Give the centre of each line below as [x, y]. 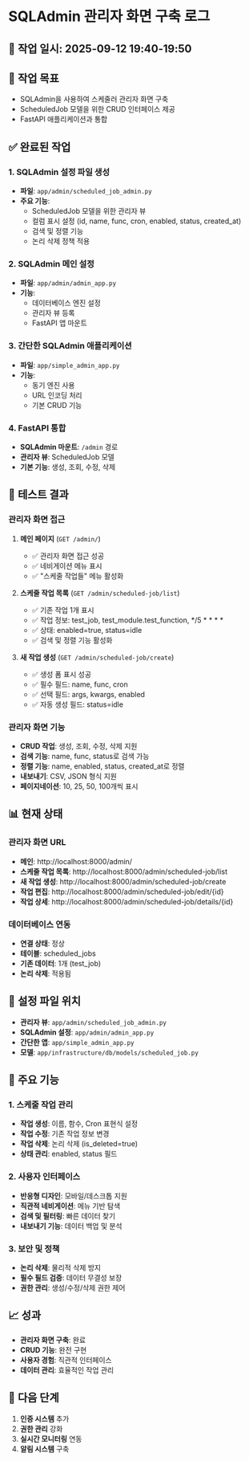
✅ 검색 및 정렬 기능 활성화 [72, 640]
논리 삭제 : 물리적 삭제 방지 [60, 1268]
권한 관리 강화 [41, 1428]
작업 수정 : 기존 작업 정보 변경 [64, 1134]
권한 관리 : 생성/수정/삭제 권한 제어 [72, 1288]
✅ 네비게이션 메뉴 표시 [67, 565]
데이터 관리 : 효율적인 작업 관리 [67, 1369]
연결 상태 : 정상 [42, 943]
